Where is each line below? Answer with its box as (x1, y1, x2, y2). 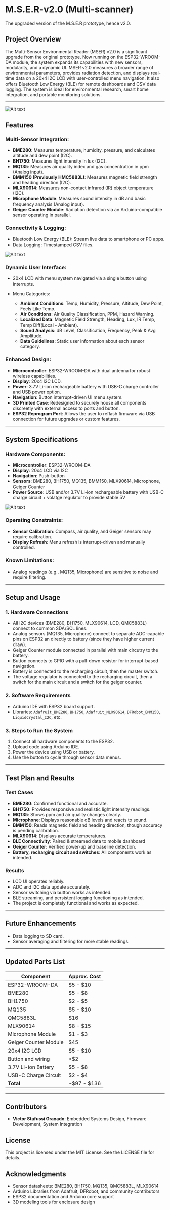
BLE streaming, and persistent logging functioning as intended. (12, 895, 144, 901)
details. (5, 1155, 21, 1161)
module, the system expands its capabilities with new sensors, (12, 59, 143, 65)
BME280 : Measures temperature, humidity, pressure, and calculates (12, 147, 155, 153)
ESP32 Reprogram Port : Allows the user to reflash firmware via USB (12, 411, 155, 417)
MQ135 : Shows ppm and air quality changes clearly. (12, 811, 121, 817)
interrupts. (12, 281, 34, 287)
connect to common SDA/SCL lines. (12, 625, 88, 631)
